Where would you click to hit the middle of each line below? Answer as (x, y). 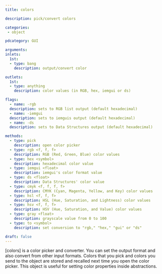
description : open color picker (47, 145)
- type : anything (27, 86)
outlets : (14, 77)
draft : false (18, 237)
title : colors (20, 10)
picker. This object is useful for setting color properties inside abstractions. (81, 266)
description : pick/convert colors (41, 18)
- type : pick (23, 141)
